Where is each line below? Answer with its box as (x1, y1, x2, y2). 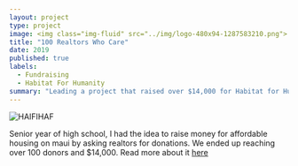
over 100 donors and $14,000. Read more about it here (9, 147, 208, 157)
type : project (9, 21, 62, 30)
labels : (9, 63, 38, 72)
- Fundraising (17, 71, 69, 79)
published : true (9, 54, 69, 63)
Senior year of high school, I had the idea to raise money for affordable (9, 128, 268, 139)
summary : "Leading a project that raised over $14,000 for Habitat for (9, 87, 279, 95)
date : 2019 (9, 46, 50, 55)
